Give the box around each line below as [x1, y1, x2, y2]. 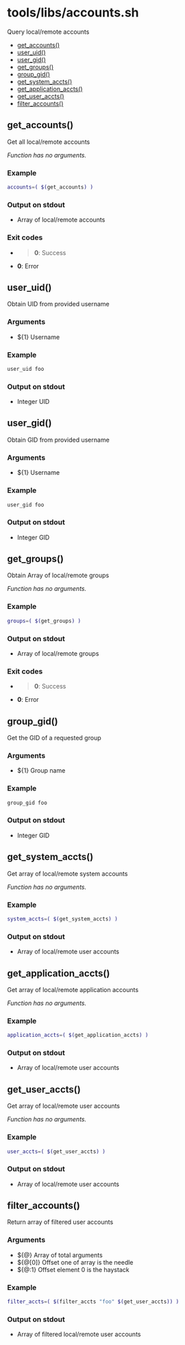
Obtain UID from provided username [7, 300, 110, 308]
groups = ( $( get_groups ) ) [7, 617, 81, 624]
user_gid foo [7, 501, 45, 508]
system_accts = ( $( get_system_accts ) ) [7, 915, 118, 923]
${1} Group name [16, 766, 66, 775]
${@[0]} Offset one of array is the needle [16, 1258, 134, 1267]
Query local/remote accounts [7, 28, 90, 36]
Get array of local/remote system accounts [7, 869, 128, 878]
